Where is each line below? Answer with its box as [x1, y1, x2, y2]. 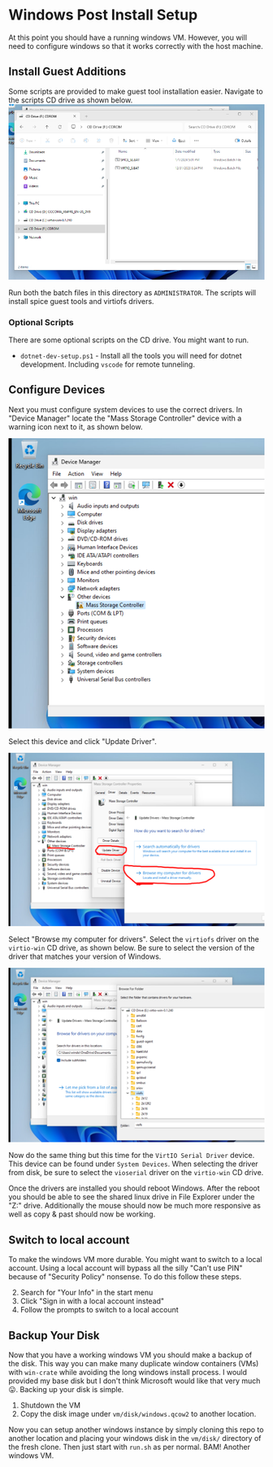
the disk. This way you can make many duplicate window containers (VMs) [8, 1359, 259, 1369]
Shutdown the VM [19, 1400, 81, 1410]
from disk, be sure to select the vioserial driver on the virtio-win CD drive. [8, 1168, 264, 1178]
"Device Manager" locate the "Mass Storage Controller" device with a [8, 413, 242, 423]
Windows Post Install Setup [8, 6, 198, 24]
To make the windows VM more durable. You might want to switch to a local [8, 1255, 262, 1265]
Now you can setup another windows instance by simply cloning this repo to [8, 1425, 264, 1434]
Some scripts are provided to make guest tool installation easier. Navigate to [8, 86, 263, 96]
